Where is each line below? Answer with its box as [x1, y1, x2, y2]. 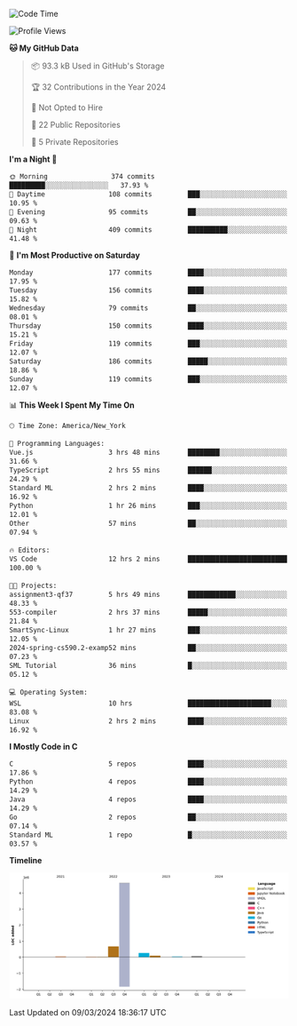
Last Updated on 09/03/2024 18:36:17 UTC [9, 1006, 167, 1017]
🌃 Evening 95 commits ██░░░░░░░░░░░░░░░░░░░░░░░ [9, 208, 288, 217]
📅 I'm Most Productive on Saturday [9, 250, 140, 260]
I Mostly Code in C [9, 742, 78, 752]
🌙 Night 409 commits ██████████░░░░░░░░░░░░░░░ [9, 226, 288, 235]
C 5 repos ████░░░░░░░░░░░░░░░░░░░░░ [9, 760, 288, 768]
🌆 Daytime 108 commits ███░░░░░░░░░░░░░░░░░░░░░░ [9, 190, 288, 199]
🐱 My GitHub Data [9, 43, 80, 53]
